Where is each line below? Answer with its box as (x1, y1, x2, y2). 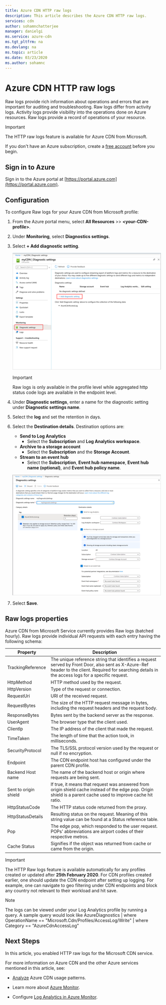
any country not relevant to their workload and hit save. (5, 887, 118, 893)
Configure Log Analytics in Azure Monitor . (12, 994, 98, 1000)
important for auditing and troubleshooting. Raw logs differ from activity (5, 104, 152, 110)
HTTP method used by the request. (50, 679, 122, 685)
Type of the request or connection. (50, 686, 121, 692)
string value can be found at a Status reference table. (50, 816, 159, 822)
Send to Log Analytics (19, 433, 66, 439)
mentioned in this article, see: (5, 965, 65, 971)
